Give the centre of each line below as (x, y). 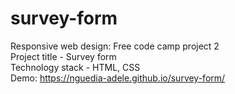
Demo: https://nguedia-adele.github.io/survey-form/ (118, 78)
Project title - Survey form (63, 56)
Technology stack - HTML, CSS (75, 67)
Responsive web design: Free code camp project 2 (115, 46)
